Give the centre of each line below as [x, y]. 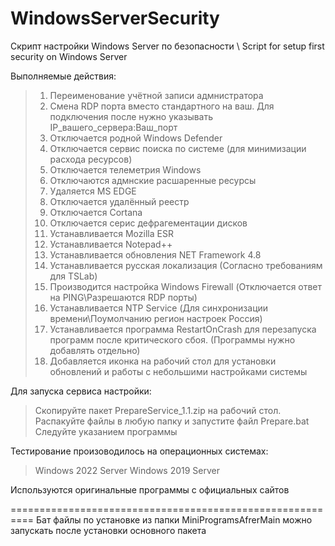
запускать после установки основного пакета [108, 530]
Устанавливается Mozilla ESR [111, 233]
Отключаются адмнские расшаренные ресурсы [153, 180]
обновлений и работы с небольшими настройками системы [178, 371]
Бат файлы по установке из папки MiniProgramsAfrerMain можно [174, 519]
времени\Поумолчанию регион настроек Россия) [156, 318]
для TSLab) [73, 276]
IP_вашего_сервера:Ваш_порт [113, 127]
